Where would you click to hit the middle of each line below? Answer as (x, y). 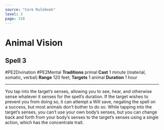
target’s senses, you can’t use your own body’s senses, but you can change (81, 112)
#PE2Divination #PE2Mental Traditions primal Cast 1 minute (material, (76, 72)
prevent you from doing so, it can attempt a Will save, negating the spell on (81, 102)
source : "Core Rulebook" (30, 9)
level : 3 (14, 14)
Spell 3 (16, 61)
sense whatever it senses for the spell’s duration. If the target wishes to (77, 97)
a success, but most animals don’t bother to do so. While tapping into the (79, 107)
